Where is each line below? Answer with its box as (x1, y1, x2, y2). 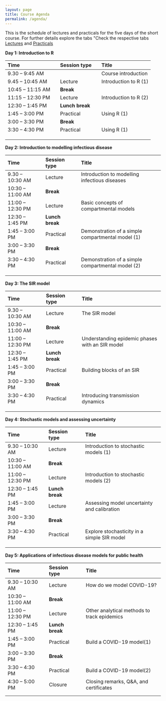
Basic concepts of (81, 199, 123, 206)
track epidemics (85, 613, 124, 620)
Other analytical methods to (85, 607, 150, 614)
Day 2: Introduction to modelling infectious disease (5, 144, 113, 151)
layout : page (5, 7, 32, 12)
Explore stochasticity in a (85, 528, 143, 535)
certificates (85, 684, 113, 691)
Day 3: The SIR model (5, 280, 50, 287)
